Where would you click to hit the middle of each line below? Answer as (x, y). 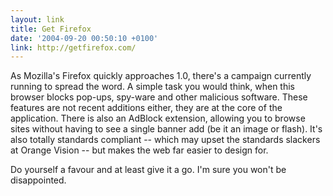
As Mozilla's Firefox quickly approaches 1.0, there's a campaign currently (161, 76)
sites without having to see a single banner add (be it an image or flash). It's (166, 129)
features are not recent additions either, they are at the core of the (146, 108)
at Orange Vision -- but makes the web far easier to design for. (139, 150)
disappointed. (38, 180)
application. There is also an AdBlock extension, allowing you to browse (158, 118)
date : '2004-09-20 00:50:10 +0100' (84, 38)
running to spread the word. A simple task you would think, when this (152, 87)
